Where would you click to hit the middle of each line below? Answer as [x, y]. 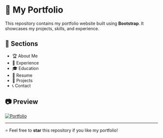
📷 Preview [22, 102]
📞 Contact [21, 86]
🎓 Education [25, 68]
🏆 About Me [25, 56]
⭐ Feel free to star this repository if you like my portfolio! [61, 130]
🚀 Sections [22, 44]
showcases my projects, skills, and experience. [52, 28]
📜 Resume [22, 75]
